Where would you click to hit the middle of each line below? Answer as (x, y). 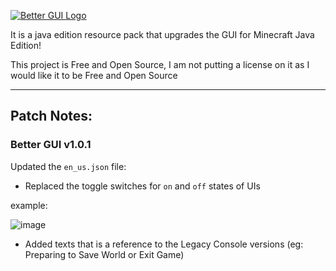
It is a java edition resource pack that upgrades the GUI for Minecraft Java (162, 34)
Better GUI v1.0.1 (51, 145)
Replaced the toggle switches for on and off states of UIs (142, 186)
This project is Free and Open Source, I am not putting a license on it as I (160, 64)
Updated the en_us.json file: (68, 166)
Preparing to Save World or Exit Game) (104, 254)
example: (29, 205)
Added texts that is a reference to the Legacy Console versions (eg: (164, 244)
